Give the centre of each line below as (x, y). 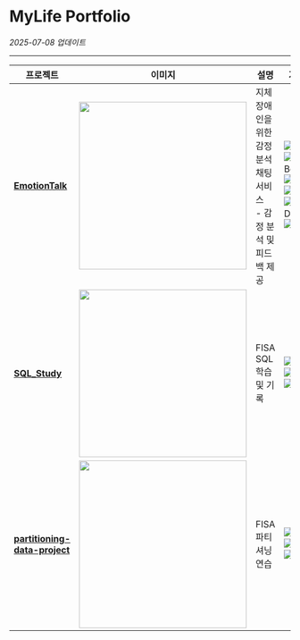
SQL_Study (38, 373)
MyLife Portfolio (70, 17)
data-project (42, 550)
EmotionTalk (41, 185)
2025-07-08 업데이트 (48, 42)
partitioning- (42, 538)
